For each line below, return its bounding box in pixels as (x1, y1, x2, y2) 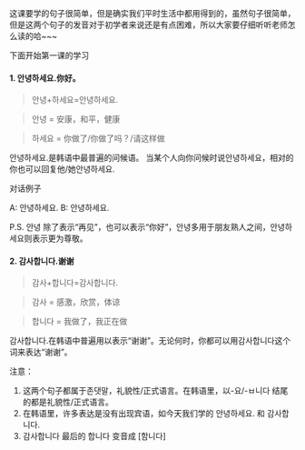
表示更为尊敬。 (31, 233, 88, 244)
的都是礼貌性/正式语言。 (22, 396, 113, 407)
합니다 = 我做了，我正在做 (31, 316, 128, 327)
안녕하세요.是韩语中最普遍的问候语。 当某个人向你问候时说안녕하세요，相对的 (9, 153, 294, 164)
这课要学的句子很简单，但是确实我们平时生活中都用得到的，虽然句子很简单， (9, 8, 296, 18)
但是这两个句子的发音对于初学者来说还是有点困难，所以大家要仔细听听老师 (9, 19, 288, 30)
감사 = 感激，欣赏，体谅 (31, 296, 121, 307)
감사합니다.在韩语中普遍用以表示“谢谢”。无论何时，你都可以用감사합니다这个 (9, 335, 291, 346)
